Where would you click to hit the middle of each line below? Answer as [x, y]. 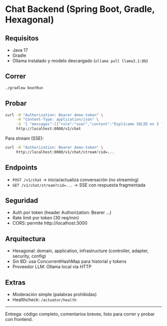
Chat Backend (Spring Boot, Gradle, [80, 9]
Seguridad [22, 200]
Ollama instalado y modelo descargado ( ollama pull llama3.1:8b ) [80, 61]
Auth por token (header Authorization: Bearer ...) [62, 212]
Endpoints [21, 168]
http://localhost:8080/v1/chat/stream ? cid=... [65, 152]
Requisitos [22, 38]
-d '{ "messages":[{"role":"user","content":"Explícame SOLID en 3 [87, 124]
